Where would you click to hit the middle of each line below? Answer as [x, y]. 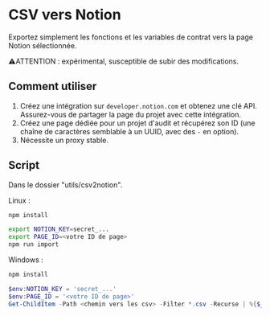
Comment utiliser [53, 86]
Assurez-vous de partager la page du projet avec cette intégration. [131, 114]
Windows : [26, 260]
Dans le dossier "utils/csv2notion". [65, 185]
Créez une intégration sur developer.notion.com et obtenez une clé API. [138, 105]
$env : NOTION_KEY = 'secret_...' [62, 289]
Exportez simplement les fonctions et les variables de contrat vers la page [131, 37]
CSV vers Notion [65, 15]
